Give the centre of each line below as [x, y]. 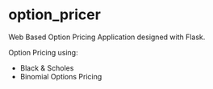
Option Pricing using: [43, 52]
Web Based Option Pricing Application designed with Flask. [107, 37]
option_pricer [54, 15]
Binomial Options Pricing [61, 76]
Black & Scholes [47, 68]
